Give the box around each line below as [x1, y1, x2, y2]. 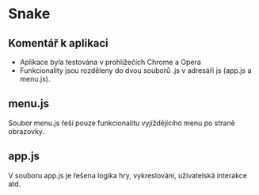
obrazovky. [8, 126, 45, 136]
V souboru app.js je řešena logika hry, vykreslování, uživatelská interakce [8, 170, 248, 180]
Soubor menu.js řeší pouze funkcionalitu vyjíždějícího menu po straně [8, 118, 235, 128]
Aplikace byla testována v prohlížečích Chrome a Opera [19, 57, 201, 67]
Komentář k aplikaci [8, 36, 109, 50]
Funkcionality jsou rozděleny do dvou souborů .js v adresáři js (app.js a [19, 66, 252, 75]
